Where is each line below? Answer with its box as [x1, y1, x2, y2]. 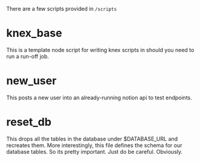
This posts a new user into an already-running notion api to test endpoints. [6, 94, 192, 101]
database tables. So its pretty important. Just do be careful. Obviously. [6, 148, 183, 155]
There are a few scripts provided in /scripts [6, 5, 117, 12]
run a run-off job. [6, 53, 50, 60]
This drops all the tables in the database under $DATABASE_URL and [6, 135, 178, 142]
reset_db [6, 115, 52, 129]
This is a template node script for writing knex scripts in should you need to [6, 46, 195, 53]
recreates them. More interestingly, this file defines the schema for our [6, 142, 183, 149]
